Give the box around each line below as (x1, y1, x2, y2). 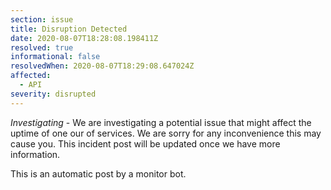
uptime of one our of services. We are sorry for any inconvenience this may (10, 127, 322, 139)
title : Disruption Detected (10, 24, 128, 34)
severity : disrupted (10, 89, 97, 99)
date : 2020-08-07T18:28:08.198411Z (10, 33, 159, 43)
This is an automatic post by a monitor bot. (10, 167, 187, 180)
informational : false (10, 52, 101, 62)
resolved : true (10, 42, 74, 53)
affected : (10, 71, 52, 81)
